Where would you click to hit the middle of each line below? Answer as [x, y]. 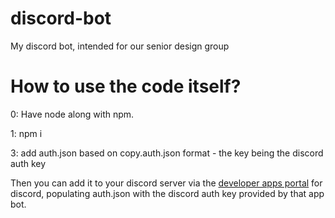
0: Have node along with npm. [72, 114]
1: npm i [26, 133]
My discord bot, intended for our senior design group [120, 46]
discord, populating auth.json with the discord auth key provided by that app [167, 193]
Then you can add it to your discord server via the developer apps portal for [166, 183]
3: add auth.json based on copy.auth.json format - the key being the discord [167, 153]
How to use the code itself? [126, 86]
